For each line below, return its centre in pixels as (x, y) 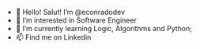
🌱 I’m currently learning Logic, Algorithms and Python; (104, 28)
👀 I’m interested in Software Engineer (76, 20)
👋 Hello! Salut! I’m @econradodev (70, 12)
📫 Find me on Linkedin (53, 37)
